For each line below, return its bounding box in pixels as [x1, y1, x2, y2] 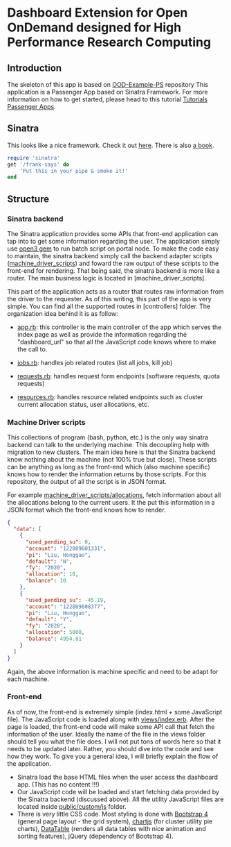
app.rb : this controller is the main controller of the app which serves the [17, 323, 222, 331]
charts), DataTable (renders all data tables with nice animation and [17, 824, 206, 832]
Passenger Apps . [7, 103, 57, 110]
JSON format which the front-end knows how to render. [7, 505, 166, 514]
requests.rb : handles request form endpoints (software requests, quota [17, 372, 220, 380]
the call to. [17, 345, 48, 353]
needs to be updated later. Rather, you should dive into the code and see [7, 744, 214, 753]
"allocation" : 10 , [25, 571, 79, 578]
